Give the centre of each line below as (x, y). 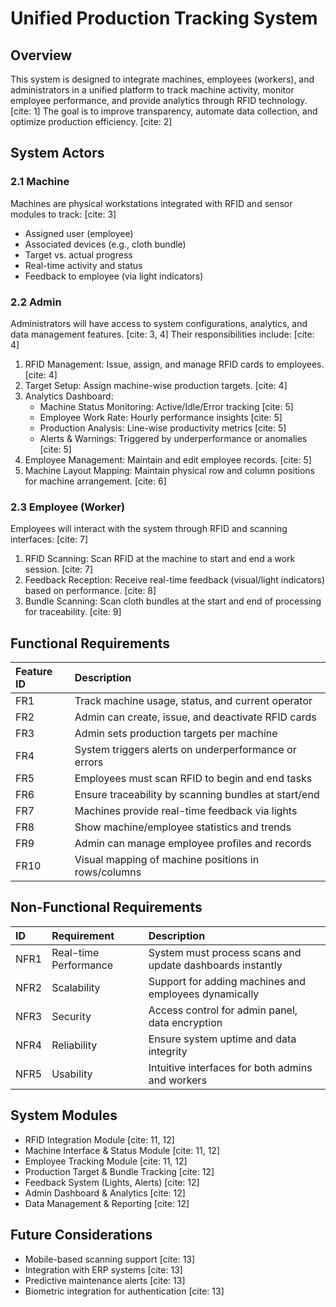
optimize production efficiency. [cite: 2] (91, 121)
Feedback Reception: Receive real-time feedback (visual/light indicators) (175, 580)
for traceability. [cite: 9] (73, 612)
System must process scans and (225, 952)
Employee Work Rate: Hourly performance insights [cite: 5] (161, 417)
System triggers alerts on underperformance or (185, 750)
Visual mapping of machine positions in (167, 860)
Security (71, 1016)
